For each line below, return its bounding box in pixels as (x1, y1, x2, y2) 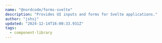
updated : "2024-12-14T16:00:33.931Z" (5, 21, 84, 26)
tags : (5, 26, 16, 31)
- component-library (9, 30, 52, 35)
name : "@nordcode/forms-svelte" (5, 7, 72, 12)
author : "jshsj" (5, 16, 39, 21)
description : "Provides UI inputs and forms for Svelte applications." (5, 12, 157, 17)
